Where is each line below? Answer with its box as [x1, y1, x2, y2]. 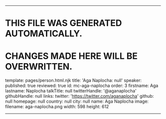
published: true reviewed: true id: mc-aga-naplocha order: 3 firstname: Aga [5, 82, 159, 89]
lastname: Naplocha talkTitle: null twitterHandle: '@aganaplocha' [5, 88, 137, 94]
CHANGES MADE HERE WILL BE [5, 50, 138, 62]
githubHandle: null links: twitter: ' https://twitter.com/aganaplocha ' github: [5, 93, 154, 99]
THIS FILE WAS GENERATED [5, 18, 122, 29]
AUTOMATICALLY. [5, 28, 83, 40]
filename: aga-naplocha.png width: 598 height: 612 [5, 104, 109, 110]
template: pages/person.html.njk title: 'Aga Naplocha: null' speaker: [5, 78, 142, 83]
